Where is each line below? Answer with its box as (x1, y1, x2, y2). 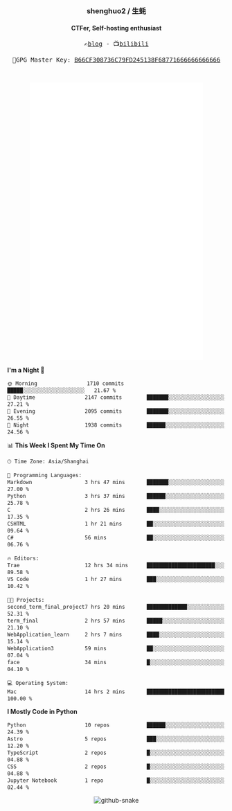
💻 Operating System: (7, 679, 69, 686)
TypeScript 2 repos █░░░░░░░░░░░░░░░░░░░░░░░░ (7, 749, 225, 756)
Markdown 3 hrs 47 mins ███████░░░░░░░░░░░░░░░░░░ (7, 479, 225, 485)
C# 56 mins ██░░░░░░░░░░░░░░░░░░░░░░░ (7, 534, 225, 541)
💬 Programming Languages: (7, 472, 82, 479)
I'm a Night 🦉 (7, 366, 45, 374)
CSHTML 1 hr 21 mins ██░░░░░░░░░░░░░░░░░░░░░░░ (7, 520, 225, 527)
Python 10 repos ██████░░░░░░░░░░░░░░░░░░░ (7, 722, 225, 729)
